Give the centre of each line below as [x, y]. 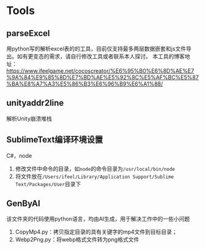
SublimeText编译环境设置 [55, 140]
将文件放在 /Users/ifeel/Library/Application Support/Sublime [95, 176]
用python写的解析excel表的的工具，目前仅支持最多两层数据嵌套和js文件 [96, 49]
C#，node [19, 155]
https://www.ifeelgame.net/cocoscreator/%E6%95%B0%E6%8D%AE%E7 [100, 71]
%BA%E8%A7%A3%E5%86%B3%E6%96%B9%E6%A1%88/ [85, 84]
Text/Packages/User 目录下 [48, 184]
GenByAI [24, 203]
